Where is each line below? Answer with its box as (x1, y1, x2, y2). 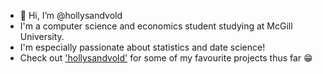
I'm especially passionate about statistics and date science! (19, 41, 266, 53)
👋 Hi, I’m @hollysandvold (19, 10, 123, 21)
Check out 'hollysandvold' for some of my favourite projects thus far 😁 (19, 52, 313, 64)
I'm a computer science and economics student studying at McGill (19, 20, 293, 32)
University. (19, 31, 65, 42)
